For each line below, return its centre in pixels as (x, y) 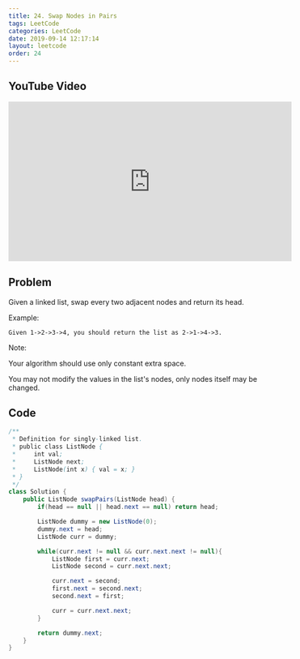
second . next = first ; (88, 597)
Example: (24, 318)
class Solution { (38, 492)
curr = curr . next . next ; (91, 610)
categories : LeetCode (45, 31)
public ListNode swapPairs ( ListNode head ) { (99, 499)
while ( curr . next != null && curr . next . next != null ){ (130, 551)
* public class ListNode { (57, 447)
